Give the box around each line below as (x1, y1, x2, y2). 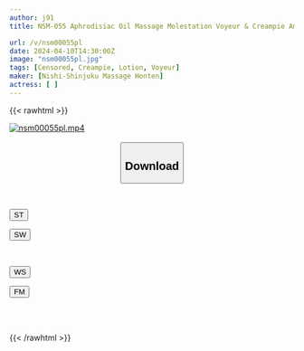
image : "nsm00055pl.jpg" (9, 55, 103, 64)
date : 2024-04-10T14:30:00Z (9, 46, 116, 55)
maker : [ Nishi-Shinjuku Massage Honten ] (9, 71, 165, 81)
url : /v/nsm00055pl (9, 38, 83, 47)
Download (125, 159, 179, 173)
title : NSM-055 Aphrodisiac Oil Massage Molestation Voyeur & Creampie (9, 22, 285, 31)
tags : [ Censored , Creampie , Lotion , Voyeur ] (9, 63, 180, 72)
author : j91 (9, 13, 54, 23)
